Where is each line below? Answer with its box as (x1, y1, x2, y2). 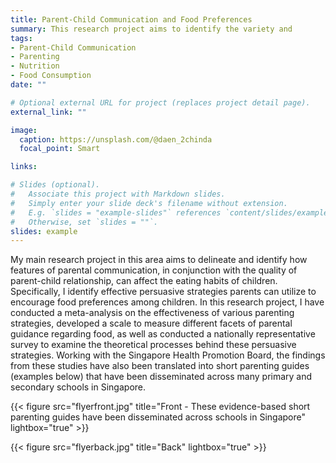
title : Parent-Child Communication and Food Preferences (10, 14, 253, 25)
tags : (10, 33, 33, 43)
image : (10, 125, 38, 135)
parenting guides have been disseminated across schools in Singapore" (10, 411, 307, 423)
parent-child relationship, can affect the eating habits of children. (10, 275, 278, 287)
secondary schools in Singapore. (10, 381, 147, 393)
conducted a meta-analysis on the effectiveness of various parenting (10, 307, 295, 319)
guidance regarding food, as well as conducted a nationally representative (10, 328, 316, 340)
